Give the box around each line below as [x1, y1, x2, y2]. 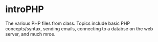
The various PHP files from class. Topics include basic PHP [5, 20, 130, 26]
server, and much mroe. [5, 31, 56, 37]
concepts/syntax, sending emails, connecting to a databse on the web [5, 25, 153, 31]
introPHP [5, 4, 44, 15]
